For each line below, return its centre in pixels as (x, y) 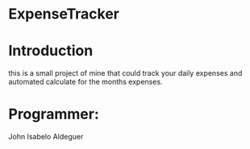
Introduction (51, 51)
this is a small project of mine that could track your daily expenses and (125, 73)
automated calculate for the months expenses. (85, 82)
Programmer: (54, 114)
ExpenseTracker (64, 14)
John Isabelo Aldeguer (46, 137)
